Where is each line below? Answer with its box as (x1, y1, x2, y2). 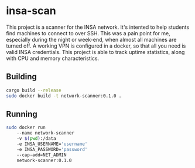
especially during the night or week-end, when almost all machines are (6, 36, 177, 43)
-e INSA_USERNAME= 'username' (16, 141, 88, 147)
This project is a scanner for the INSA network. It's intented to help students (6, 23, 190, 31)
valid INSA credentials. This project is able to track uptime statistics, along (6, 48, 185, 55)
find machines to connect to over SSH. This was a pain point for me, (6, 29, 171, 36)
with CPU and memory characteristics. (6, 55, 100, 62)
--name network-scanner (16, 130, 75, 136)
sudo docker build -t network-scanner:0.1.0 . (6, 93, 122, 99)
